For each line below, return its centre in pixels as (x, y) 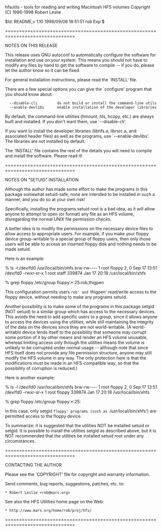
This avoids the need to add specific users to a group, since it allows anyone (81, 317)
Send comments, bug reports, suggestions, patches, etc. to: (65, 484)
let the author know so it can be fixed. (43, 70)
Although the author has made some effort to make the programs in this (76, 189)
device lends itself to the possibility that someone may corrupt (84, 332)
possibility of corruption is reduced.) (41, 368)
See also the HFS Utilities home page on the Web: (55, 502)
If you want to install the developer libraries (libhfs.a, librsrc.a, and (71, 131)
